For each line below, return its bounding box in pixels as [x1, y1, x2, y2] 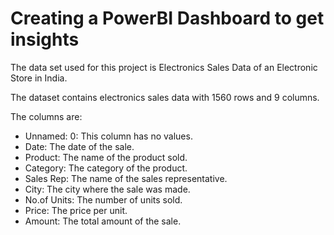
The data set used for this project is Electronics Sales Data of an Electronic [10, 61, 318, 73]
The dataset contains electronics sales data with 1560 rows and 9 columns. [10, 91, 320, 103]
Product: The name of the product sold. [24, 151, 188, 163]
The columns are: [10, 110, 83, 122]
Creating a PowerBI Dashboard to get [10, 7, 325, 30]
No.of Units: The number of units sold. [24, 193, 183, 206]
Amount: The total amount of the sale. [24, 215, 182, 227]
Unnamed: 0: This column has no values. [24, 130, 193, 142]
